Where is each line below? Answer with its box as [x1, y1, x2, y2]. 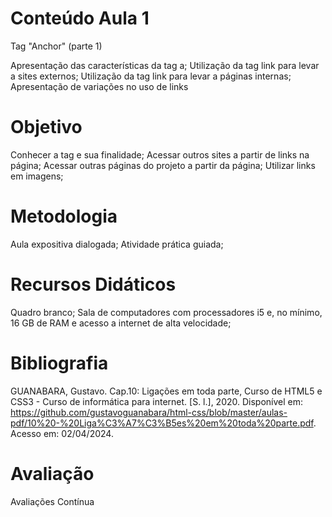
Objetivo [10, 116, 83, 139]
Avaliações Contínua [10, 495, 95, 507]
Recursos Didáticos [10, 273, 177, 296]
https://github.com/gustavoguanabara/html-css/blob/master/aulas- [10, 406, 288, 418]
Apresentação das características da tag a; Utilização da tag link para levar [10, 59, 320, 71]
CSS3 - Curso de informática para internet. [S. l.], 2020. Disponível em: [10, 395, 304, 407]
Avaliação [10, 462, 95, 485]
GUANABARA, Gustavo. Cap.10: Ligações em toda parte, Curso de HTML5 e [10, 385, 323, 397]
